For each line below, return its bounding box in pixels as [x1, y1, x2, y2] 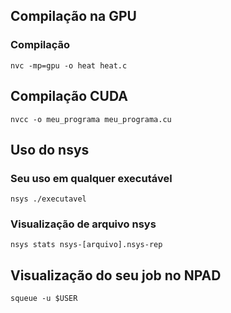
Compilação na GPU [10, 8, 137, 25]
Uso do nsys [10, 141, 90, 158]
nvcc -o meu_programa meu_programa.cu [10, 114, 172, 124]
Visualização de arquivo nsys [10, 217, 157, 231]
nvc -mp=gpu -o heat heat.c [10, 60, 128, 71]
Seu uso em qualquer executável [10, 171, 173, 185]
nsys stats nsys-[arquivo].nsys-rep [10, 240, 163, 250]
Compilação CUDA [10, 88, 128, 105]
